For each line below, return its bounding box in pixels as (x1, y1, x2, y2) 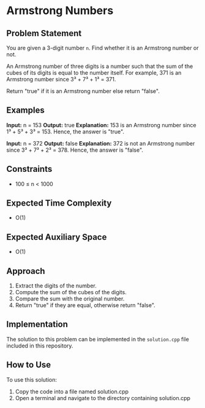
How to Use (6, 360, 51, 370)
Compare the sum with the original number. (15, 295, 125, 303)
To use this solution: (6, 376, 57, 383)
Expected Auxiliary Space (6, 232, 107, 242)
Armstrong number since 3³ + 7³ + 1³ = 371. (6, 76, 116, 83)
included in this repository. (6, 342, 73, 349)
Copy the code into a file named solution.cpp (15, 388, 129, 395)
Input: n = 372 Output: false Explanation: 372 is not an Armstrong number (6, 139, 195, 147)
